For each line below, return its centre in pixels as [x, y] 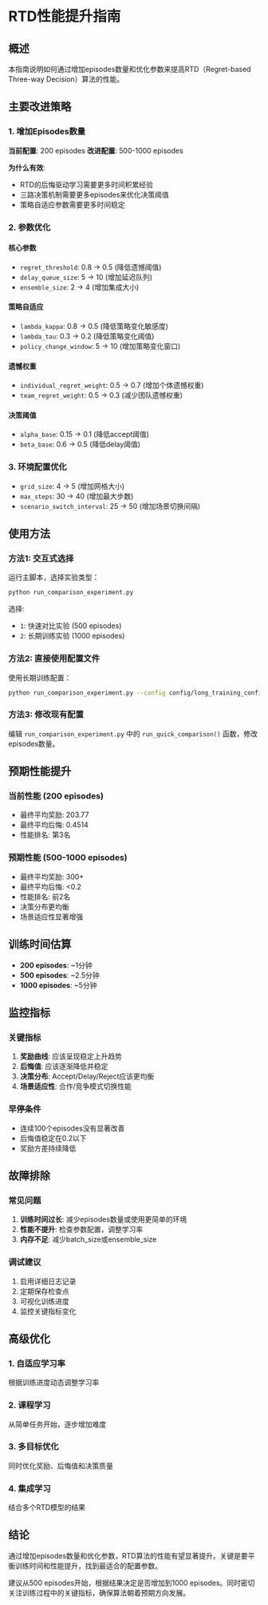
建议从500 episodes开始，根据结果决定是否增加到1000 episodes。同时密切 [132, 1583]
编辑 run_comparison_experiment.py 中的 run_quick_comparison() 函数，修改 [133, 734]
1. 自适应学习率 [37, 1363]
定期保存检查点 [44, 1291]
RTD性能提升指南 [65, 16]
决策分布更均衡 [44, 907]
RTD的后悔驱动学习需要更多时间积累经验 [86, 184]
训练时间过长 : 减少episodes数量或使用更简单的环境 [103, 1219]
